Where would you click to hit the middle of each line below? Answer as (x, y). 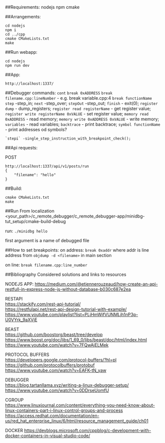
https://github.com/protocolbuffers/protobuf (50, 365)
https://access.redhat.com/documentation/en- (52, 416)
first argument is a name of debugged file (47, 240)
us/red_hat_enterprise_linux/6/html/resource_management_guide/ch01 (77, 421)
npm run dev (17, 66)
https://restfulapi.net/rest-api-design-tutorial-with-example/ (66, 309)
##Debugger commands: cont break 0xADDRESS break (59, 93)
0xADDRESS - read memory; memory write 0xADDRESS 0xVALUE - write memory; (82, 119)
